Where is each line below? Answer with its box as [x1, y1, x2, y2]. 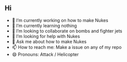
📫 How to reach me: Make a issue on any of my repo [11, 44, 122, 50]
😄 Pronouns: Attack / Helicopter [11, 51, 79, 57]
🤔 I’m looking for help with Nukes [11, 33, 80, 39]
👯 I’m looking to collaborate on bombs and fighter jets [11, 27, 122, 34]
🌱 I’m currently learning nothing [11, 22, 77, 28]
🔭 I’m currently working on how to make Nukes [11, 17, 108, 23]
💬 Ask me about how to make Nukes [11, 38, 87, 44]
